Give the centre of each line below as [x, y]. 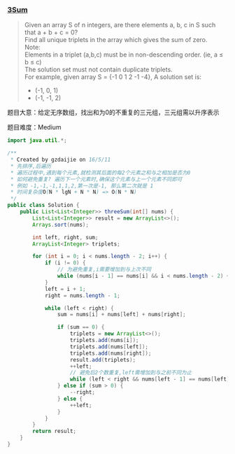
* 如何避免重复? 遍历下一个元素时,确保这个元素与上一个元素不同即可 [96, 179]
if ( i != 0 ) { [65, 263]
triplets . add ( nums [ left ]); [109, 347]
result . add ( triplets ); [103, 360]
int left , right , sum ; [65, 237]
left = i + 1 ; [65, 289]
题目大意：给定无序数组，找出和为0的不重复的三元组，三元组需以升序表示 [113, 113]
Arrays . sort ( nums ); [61, 225]
